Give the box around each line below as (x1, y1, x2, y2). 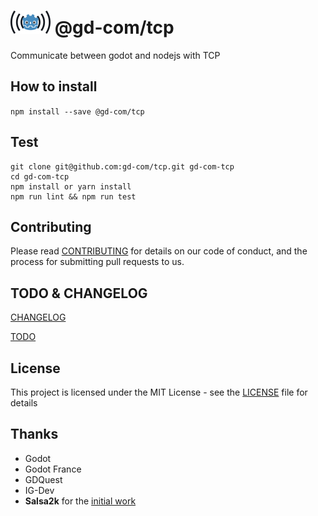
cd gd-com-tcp (10, 171, 70, 182)
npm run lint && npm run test (10, 191, 137, 202)
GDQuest (24, 473, 63, 485)
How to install (10, 78, 98, 95)
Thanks (10, 426, 59, 443)
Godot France (24, 463, 82, 475)
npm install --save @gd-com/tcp (10, 106, 145, 117)
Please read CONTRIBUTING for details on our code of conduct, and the (10, 245, 308, 257)
